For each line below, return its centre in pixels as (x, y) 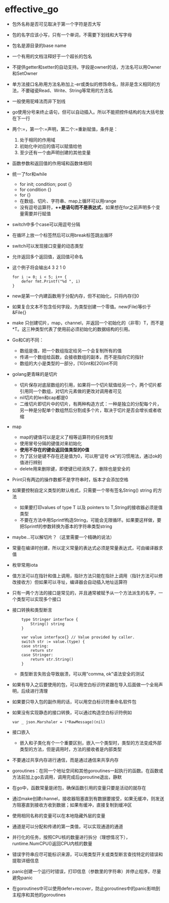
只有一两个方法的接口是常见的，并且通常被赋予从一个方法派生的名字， (85, 593)
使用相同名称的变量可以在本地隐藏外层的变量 (59, 815)
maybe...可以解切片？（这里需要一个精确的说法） (63, 537)
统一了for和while (29, 174)
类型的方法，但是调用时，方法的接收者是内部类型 (71, 749)
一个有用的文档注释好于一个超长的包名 (52, 56)
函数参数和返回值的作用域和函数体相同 (52, 163)
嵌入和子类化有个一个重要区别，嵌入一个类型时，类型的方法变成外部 (91, 742)
